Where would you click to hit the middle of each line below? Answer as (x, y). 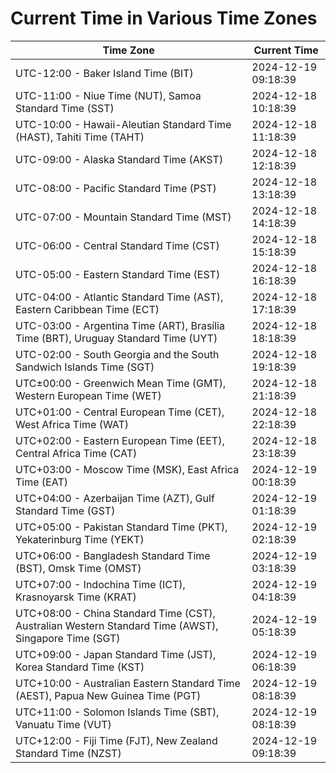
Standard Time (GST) (65, 510)
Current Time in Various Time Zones (164, 18)
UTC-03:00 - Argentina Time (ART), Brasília (120, 325)
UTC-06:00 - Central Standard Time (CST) (117, 245)
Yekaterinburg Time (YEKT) (80, 539)
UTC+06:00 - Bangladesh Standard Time (113, 555)
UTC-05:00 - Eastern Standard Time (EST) (118, 274)
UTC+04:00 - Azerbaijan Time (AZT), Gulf (115, 498)
